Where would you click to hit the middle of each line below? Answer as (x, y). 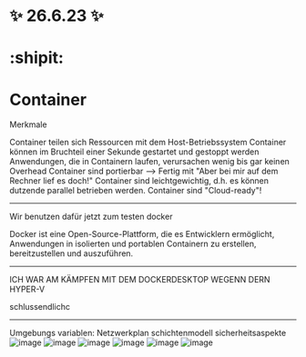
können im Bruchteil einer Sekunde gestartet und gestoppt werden (134, 152)
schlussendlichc (40, 307)
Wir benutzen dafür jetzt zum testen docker (91, 217)
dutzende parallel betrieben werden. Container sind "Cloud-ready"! (136, 191)
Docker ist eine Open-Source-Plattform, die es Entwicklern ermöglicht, (142, 234)
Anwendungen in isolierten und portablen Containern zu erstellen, (133, 244)
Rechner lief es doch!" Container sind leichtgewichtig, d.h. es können (139, 181)
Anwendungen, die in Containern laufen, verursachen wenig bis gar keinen (149, 162)
